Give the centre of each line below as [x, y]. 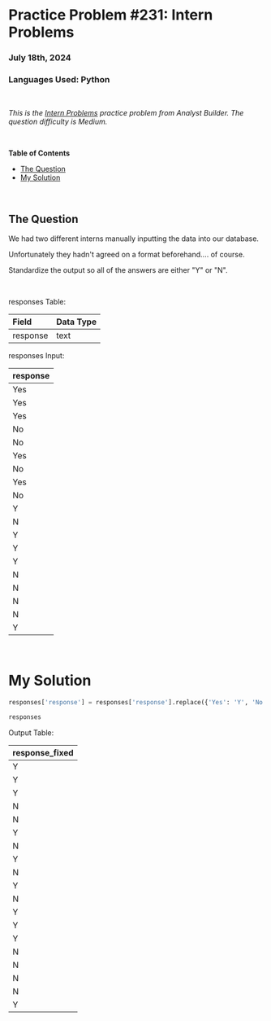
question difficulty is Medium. [58, 122]
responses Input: [37, 356]
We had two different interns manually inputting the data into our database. [134, 239]
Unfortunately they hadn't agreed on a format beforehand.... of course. [127, 255]
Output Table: [31, 732]
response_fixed [43, 752]
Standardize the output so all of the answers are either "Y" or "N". [118, 270]
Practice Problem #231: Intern [111, 15]
